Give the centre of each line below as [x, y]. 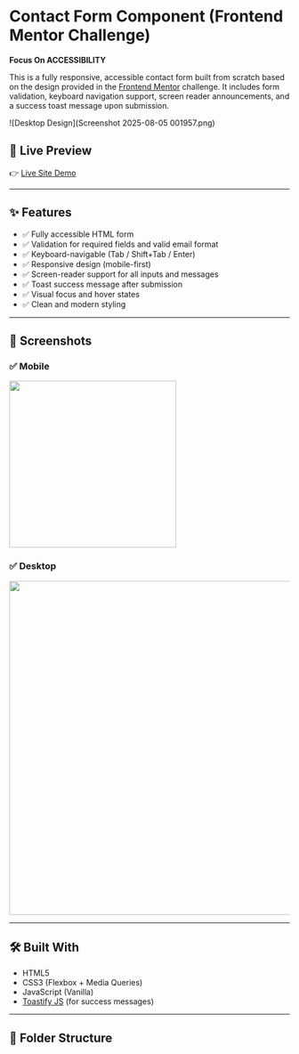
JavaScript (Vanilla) [58, 992]
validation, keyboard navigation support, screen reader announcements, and [149, 96]
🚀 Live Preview [51, 151]
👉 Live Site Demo [43, 173]
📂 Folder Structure [61, 1038]
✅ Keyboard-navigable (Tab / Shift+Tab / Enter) [109, 254]
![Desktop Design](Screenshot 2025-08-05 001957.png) [112, 123]
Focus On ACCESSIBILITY [58, 60]
